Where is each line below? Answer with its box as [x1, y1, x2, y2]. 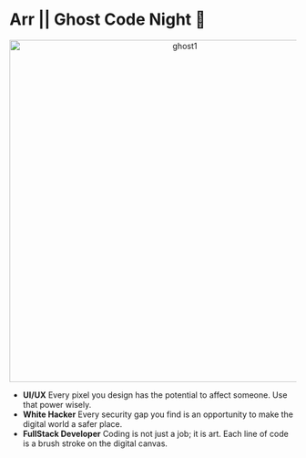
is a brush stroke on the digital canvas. [22, 438, 168, 449]
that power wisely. [22, 399, 92, 410]
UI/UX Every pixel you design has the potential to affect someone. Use [22, 389, 288, 401]
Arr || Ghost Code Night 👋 [9, 9, 207, 30]
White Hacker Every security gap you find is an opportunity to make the [22, 409, 294, 420]
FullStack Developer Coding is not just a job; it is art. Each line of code [22, 428, 289, 439]
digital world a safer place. [22, 418, 123, 429]
